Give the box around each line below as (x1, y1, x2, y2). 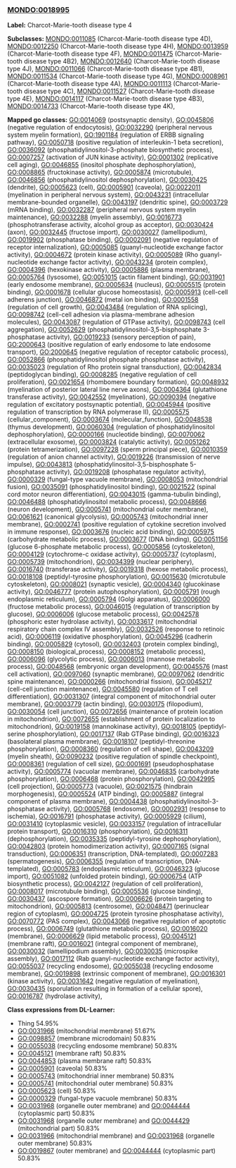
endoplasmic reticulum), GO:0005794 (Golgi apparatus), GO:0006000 (7, 595, 211, 603)
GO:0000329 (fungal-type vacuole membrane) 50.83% (17, 1094, 178, 1102)
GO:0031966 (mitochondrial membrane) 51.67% (17, 1027, 156, 1035)
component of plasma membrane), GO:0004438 (7, 797, 147, 806)
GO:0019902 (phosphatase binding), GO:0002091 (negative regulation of (7, 235, 219, 244)
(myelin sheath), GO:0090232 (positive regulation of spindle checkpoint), (7, 752, 219, 761)
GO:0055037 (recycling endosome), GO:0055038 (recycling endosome (7, 962, 214, 971)
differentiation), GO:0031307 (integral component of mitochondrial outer (7, 692, 216, 701)
